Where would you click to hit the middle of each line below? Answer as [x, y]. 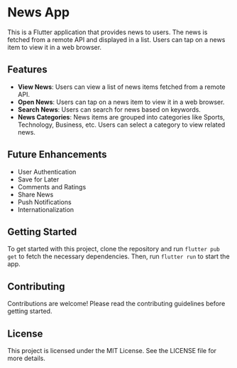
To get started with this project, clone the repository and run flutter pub [114, 249]
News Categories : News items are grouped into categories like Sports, [121, 117]
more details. [27, 358]
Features [27, 69]
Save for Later [38, 179]
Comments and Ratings [52, 186]
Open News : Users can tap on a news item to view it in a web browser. [121, 102]
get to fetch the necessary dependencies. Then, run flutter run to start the [118, 256]
